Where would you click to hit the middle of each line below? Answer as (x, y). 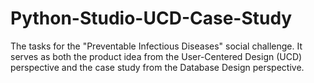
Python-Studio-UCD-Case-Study (151, 18)
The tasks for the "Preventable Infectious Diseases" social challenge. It (156, 46)
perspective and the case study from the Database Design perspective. (157, 67)
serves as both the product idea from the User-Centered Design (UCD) (156, 56)
